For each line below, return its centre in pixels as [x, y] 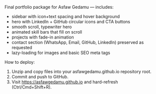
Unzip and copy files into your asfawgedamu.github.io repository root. [81, 72]
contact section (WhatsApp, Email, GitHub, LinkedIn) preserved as [78, 42]
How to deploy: [20, 62]
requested [22, 47]
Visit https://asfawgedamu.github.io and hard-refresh [65, 82]
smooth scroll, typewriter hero [42, 27]
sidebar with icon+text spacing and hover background [66, 16]
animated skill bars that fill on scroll [47, 32]
